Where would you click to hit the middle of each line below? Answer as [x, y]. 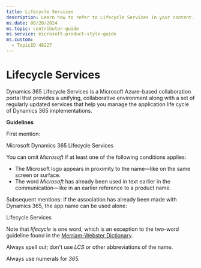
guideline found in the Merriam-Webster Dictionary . [70, 235]
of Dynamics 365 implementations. [49, 110]
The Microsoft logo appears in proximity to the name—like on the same [103, 168]
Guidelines [20, 122]
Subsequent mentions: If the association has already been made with [91, 199]
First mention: [23, 134]
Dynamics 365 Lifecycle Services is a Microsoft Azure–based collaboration [99, 91]
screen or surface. [38, 175]
